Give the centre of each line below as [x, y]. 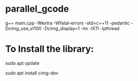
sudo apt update [22, 63]
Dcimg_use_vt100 [23, 28]
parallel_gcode [37, 9]
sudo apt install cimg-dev [32, 73]
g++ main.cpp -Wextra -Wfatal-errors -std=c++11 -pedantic [68, 23]
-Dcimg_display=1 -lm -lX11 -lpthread [81, 28]
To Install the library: [49, 49]
